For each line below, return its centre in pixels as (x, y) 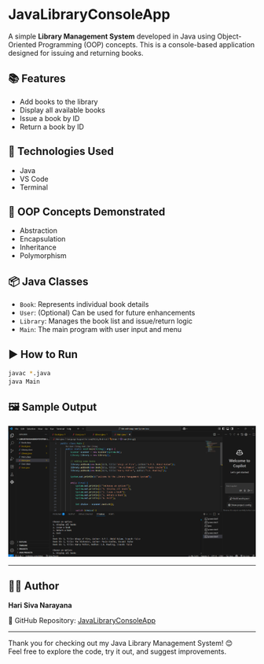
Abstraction (38, 231)
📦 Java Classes (48, 281)
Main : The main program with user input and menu (101, 330)
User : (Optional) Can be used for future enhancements (107, 313)
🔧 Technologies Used (61, 151)
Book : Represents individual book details (84, 304)
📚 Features (37, 79)
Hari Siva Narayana (40, 605)
